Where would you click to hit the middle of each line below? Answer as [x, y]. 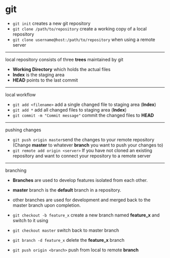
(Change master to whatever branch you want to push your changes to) [88, 145]
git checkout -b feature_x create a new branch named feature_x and [86, 215]
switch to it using [30, 220]
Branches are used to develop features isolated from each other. [80, 180]
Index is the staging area [38, 75]
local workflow [21, 94]
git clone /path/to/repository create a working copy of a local [79, 28]
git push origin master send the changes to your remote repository [83, 139]
